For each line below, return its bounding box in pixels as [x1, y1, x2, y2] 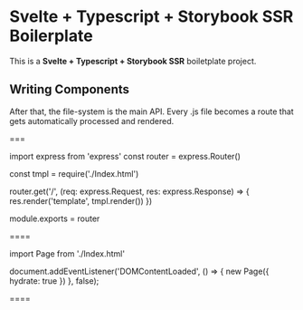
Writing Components [9, 82, 129, 97]
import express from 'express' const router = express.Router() [9, 150, 241, 161]
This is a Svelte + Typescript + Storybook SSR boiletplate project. [9, 55, 257, 66]
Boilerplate [9, 25, 93, 46]
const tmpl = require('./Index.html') [9, 168, 139, 179]
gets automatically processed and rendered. [9, 115, 175, 126]
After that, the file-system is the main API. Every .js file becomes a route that [9, 106, 294, 117]
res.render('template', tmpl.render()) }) [9, 195, 153, 206]
